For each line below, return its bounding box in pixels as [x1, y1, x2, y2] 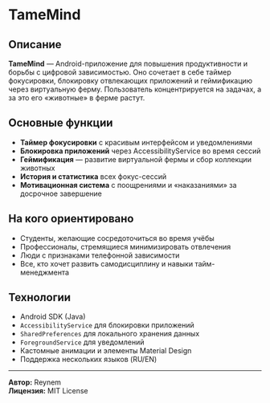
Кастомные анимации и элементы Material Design [19, 346, 192, 356]
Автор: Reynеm [8, 377, 62, 387]
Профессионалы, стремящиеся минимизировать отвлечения [19, 242, 231, 251]
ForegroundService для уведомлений [19, 337, 145, 347]
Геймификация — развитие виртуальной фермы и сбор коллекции [19, 154, 252, 164]
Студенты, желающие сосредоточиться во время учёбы [19, 233, 215, 242]
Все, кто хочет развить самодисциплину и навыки [19, 258, 194, 268]
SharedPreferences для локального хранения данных [19, 329, 200, 339]
